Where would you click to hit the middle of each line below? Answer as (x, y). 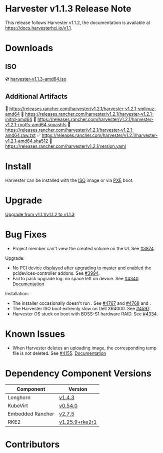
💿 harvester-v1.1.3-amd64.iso (36, 79)
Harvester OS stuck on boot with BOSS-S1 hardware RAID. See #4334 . (85, 314)
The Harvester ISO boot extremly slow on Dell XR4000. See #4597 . (81, 308)
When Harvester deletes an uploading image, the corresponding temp (84, 348)
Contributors (32, 444)
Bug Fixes (26, 235)
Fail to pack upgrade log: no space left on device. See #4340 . (76, 278)
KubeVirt (18, 406)
